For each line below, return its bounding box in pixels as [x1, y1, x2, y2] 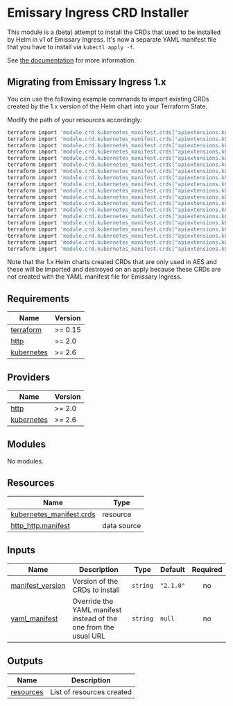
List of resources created [50, 687, 132, 697]
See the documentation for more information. [7, 56, 137, 64]
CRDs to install [72, 585, 120, 595]
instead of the [72, 614, 118, 623]
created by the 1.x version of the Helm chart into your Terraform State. [7, 102, 208, 110]
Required [191, 565, 223, 575]
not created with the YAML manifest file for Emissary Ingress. [7, 272, 182, 281]
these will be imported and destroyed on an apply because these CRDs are [7, 265, 221, 274]
